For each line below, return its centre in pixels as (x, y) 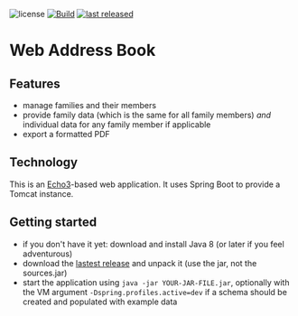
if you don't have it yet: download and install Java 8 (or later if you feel (153, 244)
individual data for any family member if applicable (116, 125)
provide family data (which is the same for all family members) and (147, 115)
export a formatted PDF (66, 134)
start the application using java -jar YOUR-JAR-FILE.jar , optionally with (156, 282)
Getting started (53, 223)
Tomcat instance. (42, 193)
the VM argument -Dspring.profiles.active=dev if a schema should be (154, 292)
